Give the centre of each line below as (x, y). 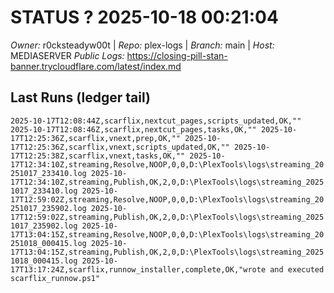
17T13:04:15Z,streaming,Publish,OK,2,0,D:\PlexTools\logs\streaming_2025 (167, 252)
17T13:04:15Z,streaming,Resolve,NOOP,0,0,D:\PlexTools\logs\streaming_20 (167, 234)
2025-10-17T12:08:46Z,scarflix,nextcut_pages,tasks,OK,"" (133, 129)
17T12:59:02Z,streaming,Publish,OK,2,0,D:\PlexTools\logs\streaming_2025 (167, 217)
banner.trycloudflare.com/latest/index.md (96, 66)
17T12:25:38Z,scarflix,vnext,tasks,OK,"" (98, 156)
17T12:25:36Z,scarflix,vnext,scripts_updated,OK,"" (120, 147)
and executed (297, 269)
